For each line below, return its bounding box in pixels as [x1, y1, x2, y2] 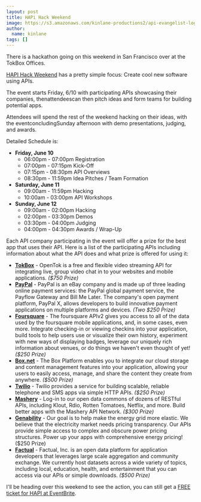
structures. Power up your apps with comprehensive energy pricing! [14, 434, 183, 440]
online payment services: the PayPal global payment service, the [14, 287, 175, 294]
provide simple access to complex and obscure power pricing [14, 427, 167, 434]
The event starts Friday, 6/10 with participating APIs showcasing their [6, 89, 177, 96]
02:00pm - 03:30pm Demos [23, 213, 93, 220]
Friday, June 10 [14, 149, 54, 156]
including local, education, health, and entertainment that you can [14, 465, 177, 472]
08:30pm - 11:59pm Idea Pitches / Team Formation [23, 175, 148, 182]
